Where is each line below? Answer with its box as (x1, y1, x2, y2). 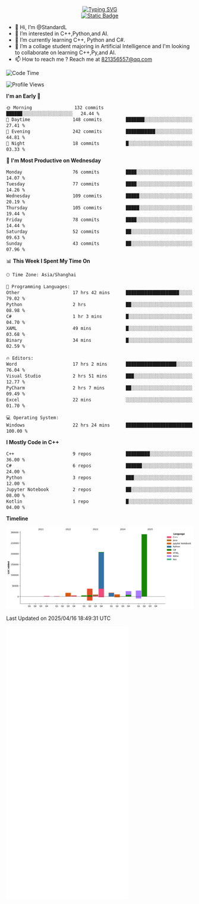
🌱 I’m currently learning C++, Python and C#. (14, 36, 125, 43)
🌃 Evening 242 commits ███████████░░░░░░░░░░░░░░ (6, 129, 193, 135)
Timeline (6, 515, 29, 522)
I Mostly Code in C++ (6, 439, 59, 445)
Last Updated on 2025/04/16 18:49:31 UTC (6, 615, 111, 622)
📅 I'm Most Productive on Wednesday (6, 157, 101, 164)
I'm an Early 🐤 (6, 92, 41, 99)
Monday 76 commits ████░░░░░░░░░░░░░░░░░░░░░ (6, 169, 193, 175)
